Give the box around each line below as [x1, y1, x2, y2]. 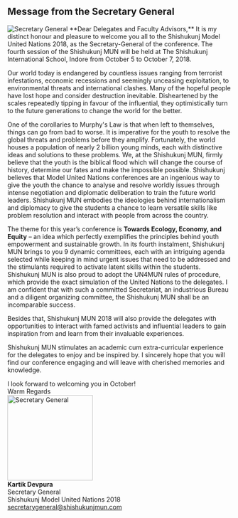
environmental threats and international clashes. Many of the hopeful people [7, 83, 231, 92]
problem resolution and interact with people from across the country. [7, 211, 210, 219]
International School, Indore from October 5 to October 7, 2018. [7, 55, 192, 63]
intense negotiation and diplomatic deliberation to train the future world [7, 188, 216, 196]
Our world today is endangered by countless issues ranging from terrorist [7, 68, 222, 77]
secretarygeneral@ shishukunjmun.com [7, 502, 122, 511]
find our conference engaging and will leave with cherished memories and [7, 358, 225, 366]
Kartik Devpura [7, 480, 53, 488]
